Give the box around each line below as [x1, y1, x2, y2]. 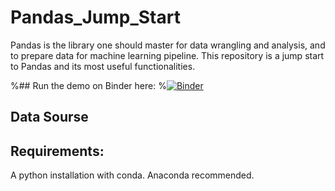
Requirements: [10, 142, 105, 160]
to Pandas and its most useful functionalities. [10, 60, 196, 72]
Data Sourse [10, 109, 89, 126]
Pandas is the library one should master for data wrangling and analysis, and [10, 39, 326, 51]
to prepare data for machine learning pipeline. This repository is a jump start [10, 49, 325, 61]
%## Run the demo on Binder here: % [10, 79, 167, 91]
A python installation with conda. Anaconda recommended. [10, 169, 255, 181]
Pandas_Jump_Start [10, 6, 181, 29]
